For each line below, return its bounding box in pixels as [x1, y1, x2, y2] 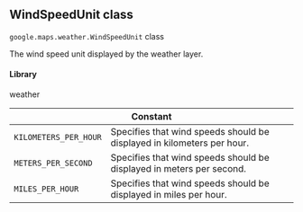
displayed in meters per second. [110, 163, 246, 175]
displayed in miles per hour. [110, 189, 227, 201]
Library [9, 69, 38, 80]
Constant [131, 110, 172, 123]
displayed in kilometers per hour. [110, 137, 250, 149]
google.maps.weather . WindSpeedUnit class [9, 31, 165, 41]
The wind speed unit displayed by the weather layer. [9, 49, 204, 59]
